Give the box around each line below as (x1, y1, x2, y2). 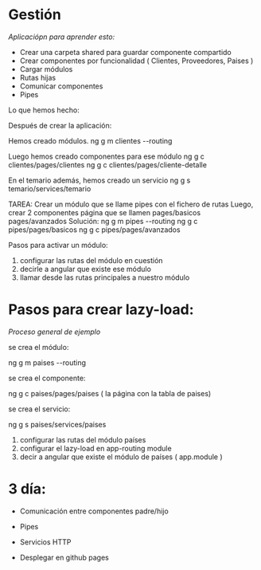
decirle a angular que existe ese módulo (19, 264, 151, 273)
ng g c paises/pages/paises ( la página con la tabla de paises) (8, 388, 212, 398)
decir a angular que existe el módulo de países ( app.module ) (19, 452, 223, 462)
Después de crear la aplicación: (8, 120, 112, 130)
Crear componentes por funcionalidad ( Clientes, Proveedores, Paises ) (19, 56, 254, 65)
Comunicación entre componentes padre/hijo (19, 506, 169, 516)
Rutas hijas (19, 73, 56, 82)
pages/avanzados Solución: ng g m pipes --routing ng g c (8, 216, 198, 226)
